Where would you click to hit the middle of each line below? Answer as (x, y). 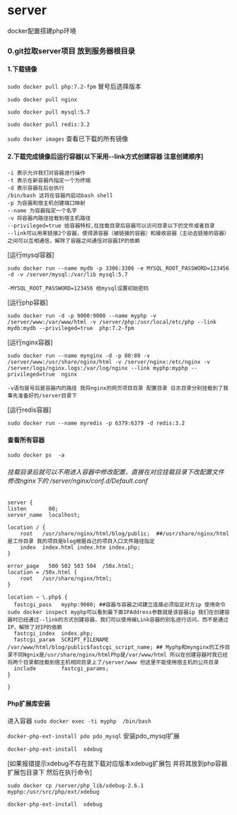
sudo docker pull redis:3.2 (49, 125)
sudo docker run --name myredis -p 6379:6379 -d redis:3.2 (96, 423)
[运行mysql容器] (31, 255)
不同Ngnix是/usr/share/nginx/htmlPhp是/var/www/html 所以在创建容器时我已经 (120, 655)
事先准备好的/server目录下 (42, 396)
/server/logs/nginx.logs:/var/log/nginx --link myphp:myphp (98, 368)
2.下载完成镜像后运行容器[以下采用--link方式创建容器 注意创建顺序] (105, 156)
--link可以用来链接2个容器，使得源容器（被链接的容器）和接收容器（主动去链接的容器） (118, 234)
